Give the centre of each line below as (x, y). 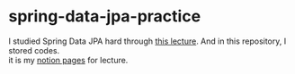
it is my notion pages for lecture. (68, 60)
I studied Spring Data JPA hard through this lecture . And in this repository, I (147, 41)
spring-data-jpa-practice (105, 16)
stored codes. (34, 50)
